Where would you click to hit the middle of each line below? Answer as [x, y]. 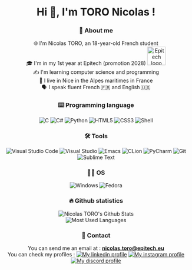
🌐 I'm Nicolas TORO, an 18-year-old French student [96, 43]
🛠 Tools [96, 136]
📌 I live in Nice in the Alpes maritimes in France [96, 81]
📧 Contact [96, 235]
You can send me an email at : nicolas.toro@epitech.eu [96, 248]
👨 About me [96, 31]
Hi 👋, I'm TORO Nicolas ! [96, 12]
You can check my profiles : [41, 254]
